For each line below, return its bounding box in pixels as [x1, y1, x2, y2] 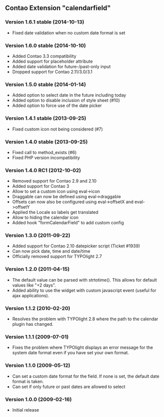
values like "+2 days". [12, 282, 56, 288]
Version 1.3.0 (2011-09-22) [5, 232, 70, 239]
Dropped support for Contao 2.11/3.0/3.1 [12, 69, 93, 75]
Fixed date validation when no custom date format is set [12, 29, 126, 36]
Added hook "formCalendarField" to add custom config [12, 220, 124, 226]
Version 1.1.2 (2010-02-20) [5, 305, 70, 312]
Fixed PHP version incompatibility [12, 155, 80, 160]
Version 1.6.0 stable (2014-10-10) [5, 42, 86, 49]
